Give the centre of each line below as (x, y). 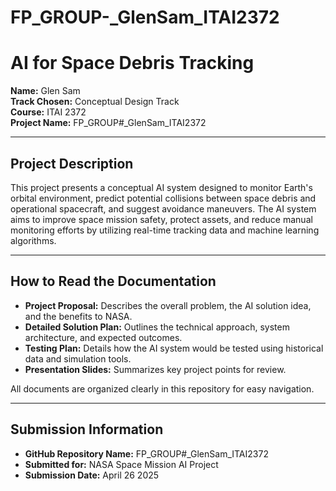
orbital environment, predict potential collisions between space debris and (163, 198)
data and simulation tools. (78, 358)
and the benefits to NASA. (78, 316)
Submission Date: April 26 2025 (92, 475)
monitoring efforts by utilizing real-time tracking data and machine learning (165, 230)
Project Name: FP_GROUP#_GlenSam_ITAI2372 (108, 123)
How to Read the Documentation (113, 281)
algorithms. (33, 240)
